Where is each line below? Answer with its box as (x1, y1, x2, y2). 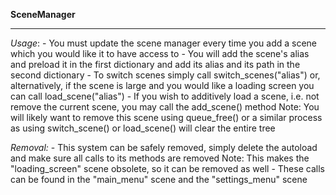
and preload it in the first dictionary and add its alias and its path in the (10, 59, 301, 70)
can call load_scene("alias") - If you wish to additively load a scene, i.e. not (10, 90, 320, 102)
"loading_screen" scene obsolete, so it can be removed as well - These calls (10, 163, 325, 174)
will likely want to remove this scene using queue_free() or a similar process (10, 112, 323, 123)
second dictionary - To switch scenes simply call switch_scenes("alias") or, (10, 69, 321, 81)
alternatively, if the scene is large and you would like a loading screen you (10, 80, 315, 91)
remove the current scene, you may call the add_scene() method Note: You (10, 101, 320, 113)
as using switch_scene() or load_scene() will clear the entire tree (10, 122, 276, 134)
